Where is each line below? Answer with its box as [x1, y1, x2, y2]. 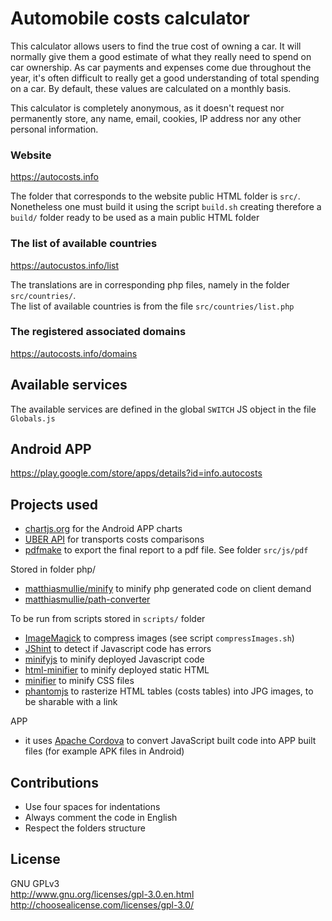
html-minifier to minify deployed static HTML [24, 664, 210, 676]
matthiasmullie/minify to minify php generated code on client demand [24, 583, 312, 595]
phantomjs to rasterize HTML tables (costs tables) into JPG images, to [24, 685, 314, 697]
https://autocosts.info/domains [10, 347, 138, 359]
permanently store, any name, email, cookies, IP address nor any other [10, 112, 302, 124]
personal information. [10, 123, 99, 135]
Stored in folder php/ [10, 563, 97, 576]
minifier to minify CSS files [24, 675, 135, 687]
